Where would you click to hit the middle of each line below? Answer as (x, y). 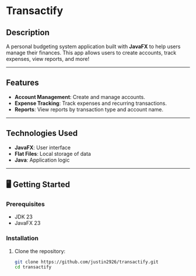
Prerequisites (25, 204)
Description (28, 33)
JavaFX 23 (27, 223)
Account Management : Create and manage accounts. (80, 97)
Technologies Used (42, 133)
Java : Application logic (42, 160)
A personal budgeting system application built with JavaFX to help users (93, 46)
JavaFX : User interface (43, 147)
